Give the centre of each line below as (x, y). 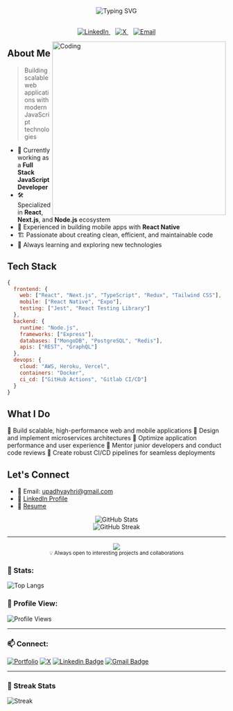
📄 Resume (32, 506)
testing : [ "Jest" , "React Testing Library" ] (85, 308)
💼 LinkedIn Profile (42, 499)
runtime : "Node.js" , (49, 328)
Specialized (34, 205)
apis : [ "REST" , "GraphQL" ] (59, 347)
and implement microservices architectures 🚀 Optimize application (102, 438)
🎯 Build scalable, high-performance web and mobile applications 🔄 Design (113, 430)
